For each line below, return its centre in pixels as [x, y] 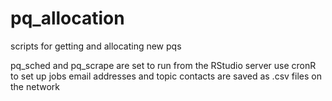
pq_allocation [67, 18]
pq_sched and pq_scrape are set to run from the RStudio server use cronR [163, 65]
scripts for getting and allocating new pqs [96, 46]
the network [35, 86]
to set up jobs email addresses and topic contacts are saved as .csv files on [166, 76]
